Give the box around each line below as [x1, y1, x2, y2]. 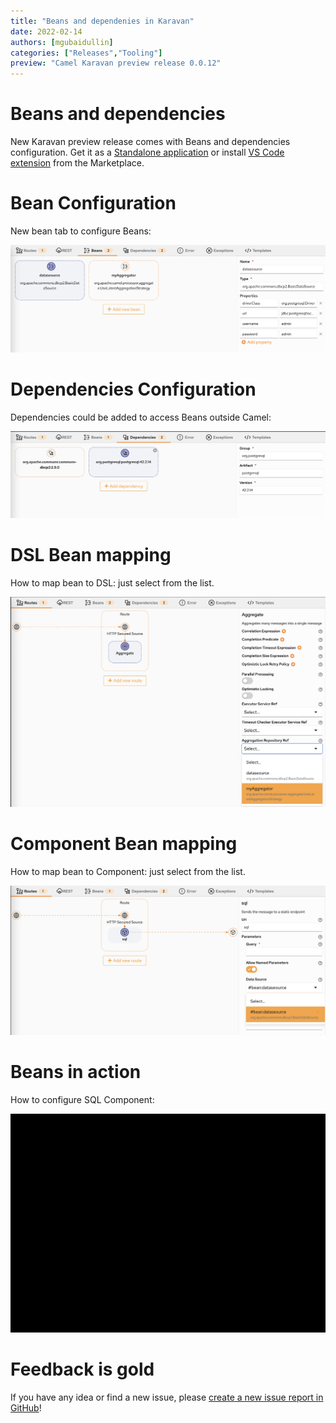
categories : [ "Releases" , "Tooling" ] [10, 48, 163, 58]
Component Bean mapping [10, 833, 238, 855]
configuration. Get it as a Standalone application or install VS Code [10, 146, 285, 159]
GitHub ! [10, 1401, 42, 1414]
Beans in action [10, 1061, 142, 1084]
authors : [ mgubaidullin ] [10, 37, 114, 47]
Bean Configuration [10, 192, 177, 215]
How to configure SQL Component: [10, 1094, 155, 1106]
